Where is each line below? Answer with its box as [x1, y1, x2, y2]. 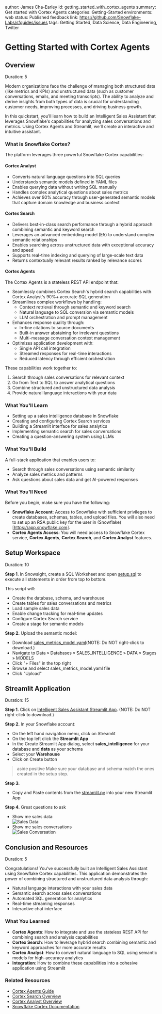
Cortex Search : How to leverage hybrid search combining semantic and [12, 939, 156, 945]
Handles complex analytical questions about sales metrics [12, 189, 129, 195]
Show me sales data [12, 814, 53, 820]
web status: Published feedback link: [5, 15, 79, 20]
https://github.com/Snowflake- [79, 15, 141, 20]
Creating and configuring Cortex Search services [12, 418, 111, 424]
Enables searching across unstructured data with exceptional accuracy [12, 242, 154, 248]
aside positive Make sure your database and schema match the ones [16, 766, 155, 772]
